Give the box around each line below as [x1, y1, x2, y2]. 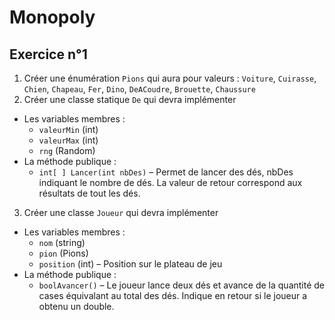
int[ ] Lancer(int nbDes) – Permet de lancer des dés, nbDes [38, 166, 294, 178]
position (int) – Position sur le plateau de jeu [38, 258, 223, 270]
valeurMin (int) [38, 124, 99, 135]
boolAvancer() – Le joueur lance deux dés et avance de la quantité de [38, 279, 326, 291]
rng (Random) [38, 145, 96, 156]
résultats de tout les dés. [38, 187, 141, 199]
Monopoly [9, 6, 96, 29]
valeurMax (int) [38, 134, 99, 146]
